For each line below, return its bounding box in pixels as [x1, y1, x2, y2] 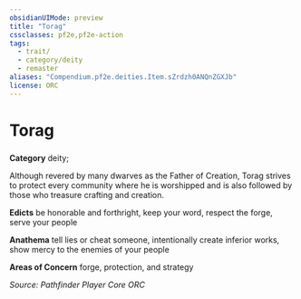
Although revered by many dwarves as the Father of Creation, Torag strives [9, 170, 292, 181]
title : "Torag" [9, 22, 67, 31]
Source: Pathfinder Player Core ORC [9, 279, 146, 290]
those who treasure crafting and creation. [9, 189, 165, 200]
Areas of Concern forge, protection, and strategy [9, 261, 194, 273]
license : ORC [9, 81, 59, 90]
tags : [9, 38, 30, 48]
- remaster [17, 65, 59, 74]
